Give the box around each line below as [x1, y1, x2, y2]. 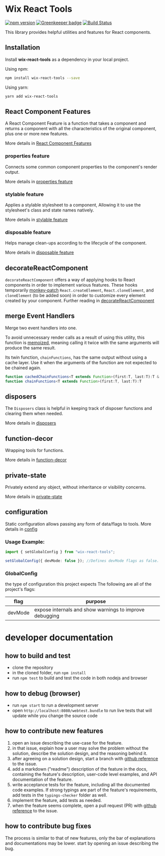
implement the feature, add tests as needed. [12, 797, 102, 803]
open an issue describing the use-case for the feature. [12, 740, 123, 746]
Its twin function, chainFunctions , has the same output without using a [5, 354, 147, 360]
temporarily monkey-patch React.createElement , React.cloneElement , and [5, 287, 154, 293]
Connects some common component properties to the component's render [5, 163, 157, 170]
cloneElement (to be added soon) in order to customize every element [5, 293, 146, 298]
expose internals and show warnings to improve [34, 606, 145, 613]
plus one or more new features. [5, 131, 69, 137]
